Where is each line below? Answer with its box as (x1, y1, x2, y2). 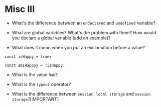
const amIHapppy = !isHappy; (4, 63, 65, 68)
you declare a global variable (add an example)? (11, 35, 111, 41)
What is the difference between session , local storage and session (11, 91, 151, 97)
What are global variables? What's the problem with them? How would (11, 29, 157, 35)
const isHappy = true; (4, 54, 52, 59)
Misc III (4, 3, 35, 15)
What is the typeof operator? (11, 81, 71, 87)
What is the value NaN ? (11, 71, 58, 78)
